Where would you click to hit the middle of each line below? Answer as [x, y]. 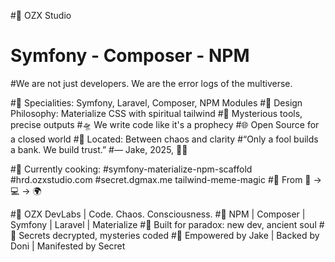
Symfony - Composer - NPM [130, 56]
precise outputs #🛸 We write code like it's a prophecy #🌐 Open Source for [165, 124]
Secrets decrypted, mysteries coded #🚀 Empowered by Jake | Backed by [169, 235]
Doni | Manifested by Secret [68, 246]
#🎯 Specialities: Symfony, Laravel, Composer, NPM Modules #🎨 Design [156, 102]
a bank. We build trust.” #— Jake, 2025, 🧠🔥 [99, 149]
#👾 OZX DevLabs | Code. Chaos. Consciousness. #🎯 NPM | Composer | [158, 214]
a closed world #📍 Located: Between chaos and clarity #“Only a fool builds [164, 139]
